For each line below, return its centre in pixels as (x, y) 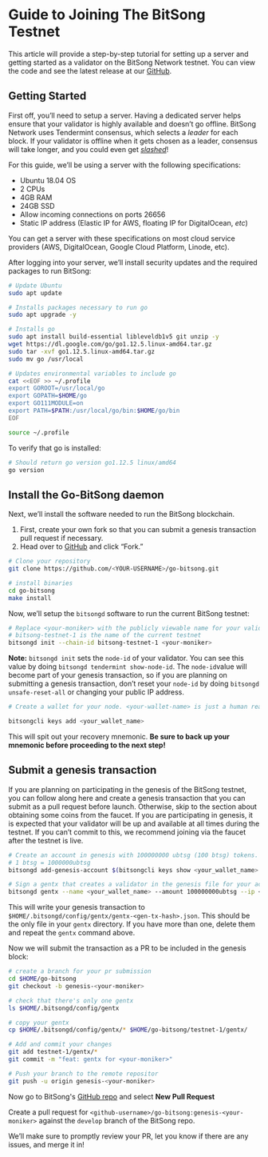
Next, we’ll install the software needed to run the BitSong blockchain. (122, 514)
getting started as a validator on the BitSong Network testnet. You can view (132, 62)
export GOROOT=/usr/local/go (57, 388)
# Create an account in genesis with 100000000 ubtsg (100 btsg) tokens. (134, 855)
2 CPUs (32, 189)
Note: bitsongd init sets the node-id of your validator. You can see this (126, 659)
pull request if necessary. (61, 538)
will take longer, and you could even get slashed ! (89, 149)
